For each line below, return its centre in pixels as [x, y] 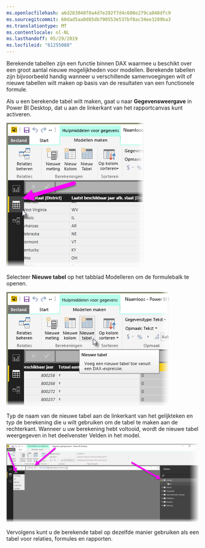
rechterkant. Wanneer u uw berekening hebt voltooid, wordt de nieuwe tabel [102, 429]
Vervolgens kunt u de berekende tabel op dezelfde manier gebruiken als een [103, 532]
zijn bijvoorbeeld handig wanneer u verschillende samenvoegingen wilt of [99, 76]
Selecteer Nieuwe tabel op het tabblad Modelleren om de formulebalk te [98, 277]
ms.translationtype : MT [37, 26]
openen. [17, 283]
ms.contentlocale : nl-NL [38, 32]
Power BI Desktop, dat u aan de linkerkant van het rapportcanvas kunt [95, 108]
